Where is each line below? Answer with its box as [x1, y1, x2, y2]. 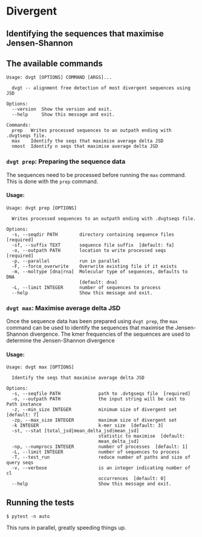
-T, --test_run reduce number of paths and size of [11, 455, 191, 461]
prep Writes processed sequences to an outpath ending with [11, 127, 172, 134]
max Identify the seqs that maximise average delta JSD [11, 138, 164, 144]
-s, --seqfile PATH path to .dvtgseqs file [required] [11, 391, 191, 397]
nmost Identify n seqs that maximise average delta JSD [11, 144, 158, 150]
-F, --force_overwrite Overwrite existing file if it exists [11, 263, 177, 269]
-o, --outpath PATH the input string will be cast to [11, 396, 186, 402]
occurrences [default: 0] [98, 476, 166, 482]
